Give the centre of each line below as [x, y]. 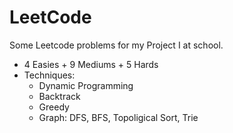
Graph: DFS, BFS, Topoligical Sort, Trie [118, 117]
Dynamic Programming [86, 85]
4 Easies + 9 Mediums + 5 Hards [91, 64]
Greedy [54, 107]
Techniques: [49, 75]
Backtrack [59, 96]
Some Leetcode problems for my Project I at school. [116, 45]
